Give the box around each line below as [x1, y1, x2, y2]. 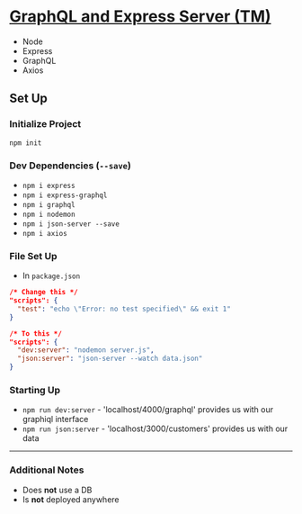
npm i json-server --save [22, 219, 120, 229]
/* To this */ [9, 329, 63, 338]
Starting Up [9, 384, 61, 397]
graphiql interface [22, 414, 89, 425]
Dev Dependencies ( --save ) [9, 159, 132, 172]
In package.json [22, 270, 81, 281]
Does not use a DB [22, 484, 93, 495]
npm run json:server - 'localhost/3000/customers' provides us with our [22, 423, 289, 434]
